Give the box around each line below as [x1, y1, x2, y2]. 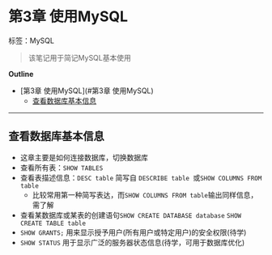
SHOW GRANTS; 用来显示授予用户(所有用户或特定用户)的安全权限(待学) [19, 227, 247, 237]
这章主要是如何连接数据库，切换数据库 [19, 152, 148, 162]
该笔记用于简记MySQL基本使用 [28, 53, 131, 62]
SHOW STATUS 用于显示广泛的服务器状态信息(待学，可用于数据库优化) [19, 237, 245, 247]
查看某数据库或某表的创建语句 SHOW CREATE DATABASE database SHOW [19, 210, 241, 219]
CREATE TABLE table [19, 219, 87, 227]
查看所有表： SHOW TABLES [19, 163, 104, 172]
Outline [8, 69, 34, 79]
